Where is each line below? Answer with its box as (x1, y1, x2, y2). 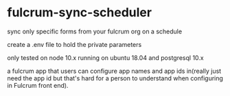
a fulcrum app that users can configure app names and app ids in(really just (7, 67, 222, 75)
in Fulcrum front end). (7, 81, 69, 89)
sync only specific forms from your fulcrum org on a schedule (7, 27, 183, 35)
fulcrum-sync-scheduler (7, 5, 152, 20)
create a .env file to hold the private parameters (7, 40, 142, 48)
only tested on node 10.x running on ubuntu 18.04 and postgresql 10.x (7, 53, 204, 62)
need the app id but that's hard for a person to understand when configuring (7, 74, 223, 82)
